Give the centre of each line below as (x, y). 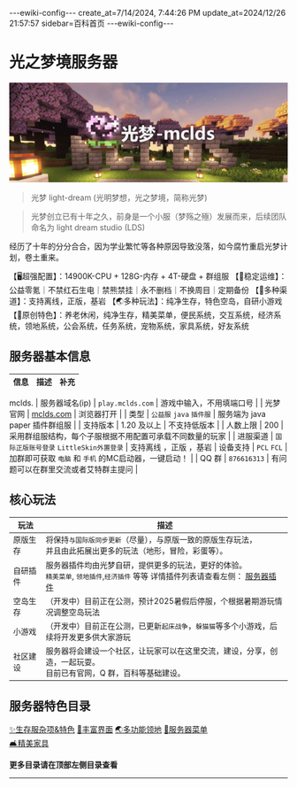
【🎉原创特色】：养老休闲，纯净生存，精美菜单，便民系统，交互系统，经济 (141, 315)
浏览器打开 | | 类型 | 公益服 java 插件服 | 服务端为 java (172, 413)
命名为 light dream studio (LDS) (88, 228)
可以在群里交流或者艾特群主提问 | (77, 469)
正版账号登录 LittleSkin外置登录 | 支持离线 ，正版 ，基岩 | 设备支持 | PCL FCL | (152, 447)
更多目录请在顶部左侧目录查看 (63, 764)
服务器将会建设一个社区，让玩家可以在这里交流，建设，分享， (158, 651)
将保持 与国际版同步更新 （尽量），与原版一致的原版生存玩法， (152, 540)
